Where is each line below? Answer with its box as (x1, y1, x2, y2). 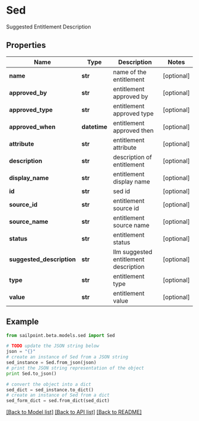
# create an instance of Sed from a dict (6, 392, 110, 398)
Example (6, 317, 39, 327)
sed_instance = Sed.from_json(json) (6, 359, 97, 366)
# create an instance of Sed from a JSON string (6, 354, 129, 360)
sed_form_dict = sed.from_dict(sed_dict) (6, 398, 110, 404)
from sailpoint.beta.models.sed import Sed (6, 332, 115, 338)
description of (113, 153, 152, 161)
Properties (6, 40, 46, 50)
